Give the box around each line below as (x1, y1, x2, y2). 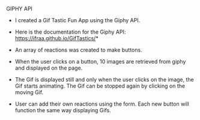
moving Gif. (14, 89, 44, 95)
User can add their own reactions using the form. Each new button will (14, 100, 189, 107)
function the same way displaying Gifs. (14, 107, 111, 113)
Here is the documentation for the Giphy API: (14, 28, 126, 35)
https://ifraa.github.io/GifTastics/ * (14, 35, 99, 41)
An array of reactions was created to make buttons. (14, 46, 142, 53)
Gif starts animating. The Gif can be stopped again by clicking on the (14, 82, 185, 89)
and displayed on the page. (14, 64, 83, 71)
